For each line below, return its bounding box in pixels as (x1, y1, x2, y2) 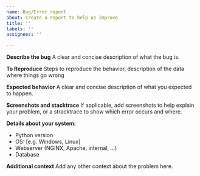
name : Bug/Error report (6, 8, 67, 15)
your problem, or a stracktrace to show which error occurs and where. (6, 108, 182, 115)
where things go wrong (6, 72, 65, 79)
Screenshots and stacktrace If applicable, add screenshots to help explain (6, 101, 195, 109)
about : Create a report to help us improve (6, 15, 119, 21)
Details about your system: (6, 120, 76, 127)
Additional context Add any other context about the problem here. (6, 163, 173, 170)
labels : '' (6, 25, 34, 32)
